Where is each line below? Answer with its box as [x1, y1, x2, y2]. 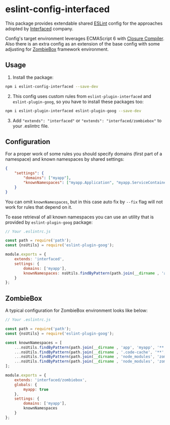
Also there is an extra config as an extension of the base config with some [5, 40, 160, 46]
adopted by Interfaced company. [5, 25, 73, 31]
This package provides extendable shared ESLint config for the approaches [5, 20, 163, 26]
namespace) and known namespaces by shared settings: [5, 156, 124, 162]
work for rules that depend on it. [5, 204, 72, 210]
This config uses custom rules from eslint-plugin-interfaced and [12, 93, 152, 99]
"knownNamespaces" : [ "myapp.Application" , [23, 180, 114, 185]
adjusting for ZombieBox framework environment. [5, 46, 109, 52]
